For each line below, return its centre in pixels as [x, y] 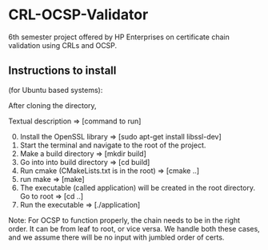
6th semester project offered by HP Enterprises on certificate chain [119, 37]
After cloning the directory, [53, 105]
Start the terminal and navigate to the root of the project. [113, 145]
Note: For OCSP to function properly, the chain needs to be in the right [124, 220]
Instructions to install [62, 71]
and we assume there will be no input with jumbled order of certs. [116, 237]
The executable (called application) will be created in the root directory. [138, 187]
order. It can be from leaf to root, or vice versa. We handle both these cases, [134, 228]
